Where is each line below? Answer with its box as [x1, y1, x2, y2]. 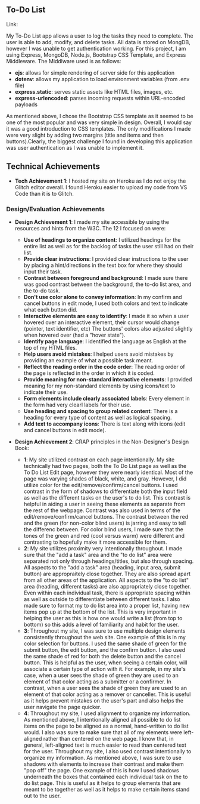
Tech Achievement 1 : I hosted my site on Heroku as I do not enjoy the [14, 177, 186, 184]
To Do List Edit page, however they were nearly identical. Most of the [23, 469, 193, 476]
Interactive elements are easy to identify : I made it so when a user [23, 312, 189, 319]
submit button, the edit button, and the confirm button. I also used [23, 646, 186, 653]
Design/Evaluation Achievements [6, 205, 105, 213]
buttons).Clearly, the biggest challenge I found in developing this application [6, 137, 193, 145]
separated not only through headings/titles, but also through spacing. [23, 557, 194, 565]
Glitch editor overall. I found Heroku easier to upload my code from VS [14, 183, 187, 190]
